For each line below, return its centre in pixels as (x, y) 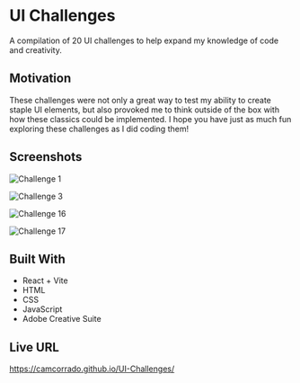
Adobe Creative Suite (62, 319)
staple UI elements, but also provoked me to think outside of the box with (145, 110)
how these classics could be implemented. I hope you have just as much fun (150, 119)
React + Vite (45, 281)
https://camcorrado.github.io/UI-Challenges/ (92, 369)
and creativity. (36, 49)
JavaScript (42, 309)
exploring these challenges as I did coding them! (99, 129)
